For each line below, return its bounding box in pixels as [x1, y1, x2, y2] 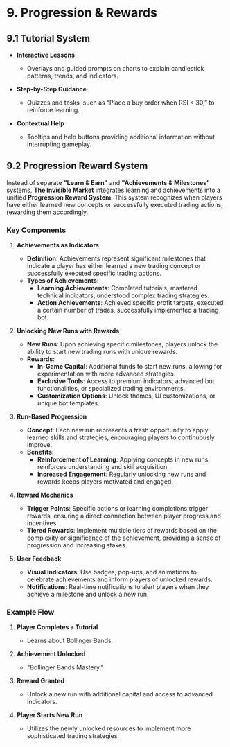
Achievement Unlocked [16, 650, 86, 658]
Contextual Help [16, 119, 65, 128]
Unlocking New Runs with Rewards [16, 327, 120, 335]
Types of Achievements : [26, 276, 99, 285]
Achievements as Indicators [16, 241, 100, 249]
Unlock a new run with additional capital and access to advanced [26, 690, 213, 698]
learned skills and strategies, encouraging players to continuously [26, 433, 215, 441]
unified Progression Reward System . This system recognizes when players [6, 193, 222, 202]
